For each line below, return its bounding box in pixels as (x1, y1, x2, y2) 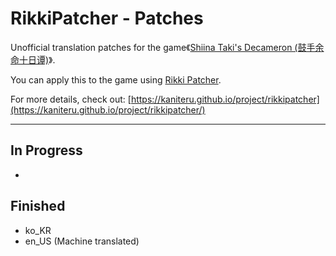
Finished (10, 198, 66, 215)
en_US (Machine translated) (24, 235, 140, 247)
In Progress (10, 142, 83, 159)
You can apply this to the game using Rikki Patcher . (10, 73, 222, 86)
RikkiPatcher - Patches (10, 7, 204, 30)
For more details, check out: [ (10, 93, 132, 105)
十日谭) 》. (18, 53, 56, 66)
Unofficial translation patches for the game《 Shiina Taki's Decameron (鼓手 (10, 41, 316, 53)
